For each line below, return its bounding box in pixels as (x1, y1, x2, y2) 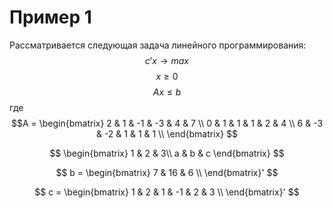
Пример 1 (9, 6, 92, 29)
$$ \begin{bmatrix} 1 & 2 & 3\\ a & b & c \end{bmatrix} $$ (49, 147, 285, 159)
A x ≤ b (152, 86, 182, 98)
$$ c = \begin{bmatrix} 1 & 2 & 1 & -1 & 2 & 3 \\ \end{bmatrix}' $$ (34, 186, 300, 198)
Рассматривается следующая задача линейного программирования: (9, 39, 307, 51)
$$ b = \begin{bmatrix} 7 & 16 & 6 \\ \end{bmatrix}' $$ (55, 166, 279, 178)
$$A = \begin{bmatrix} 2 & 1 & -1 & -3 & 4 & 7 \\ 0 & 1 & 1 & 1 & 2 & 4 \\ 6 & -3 (10, 117, 324, 129)
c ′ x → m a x (144, 54, 190, 66)
